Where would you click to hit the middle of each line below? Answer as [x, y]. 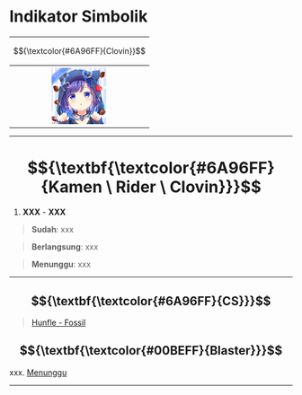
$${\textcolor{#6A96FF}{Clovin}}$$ [80, 50]
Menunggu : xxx [61, 264]
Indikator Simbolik [79, 17]
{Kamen [72, 187]
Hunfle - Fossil [58, 322]
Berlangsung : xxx [65, 247]
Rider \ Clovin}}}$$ [188, 187]
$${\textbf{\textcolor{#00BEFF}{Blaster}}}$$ [151, 351]
